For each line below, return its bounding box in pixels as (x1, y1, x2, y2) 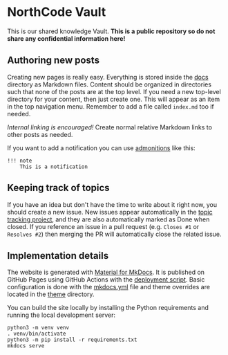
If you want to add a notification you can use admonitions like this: (7, 143, 196, 152)
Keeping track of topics (7, 182, 110, 194)
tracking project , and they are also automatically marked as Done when (7, 215, 210, 224)
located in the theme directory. (7, 290, 95, 298)
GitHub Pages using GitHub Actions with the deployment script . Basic (7, 275, 205, 284)
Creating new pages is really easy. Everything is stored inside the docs (7, 73, 209, 81)
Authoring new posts (7, 55, 100, 66)
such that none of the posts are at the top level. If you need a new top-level (7, 87, 221, 95)
